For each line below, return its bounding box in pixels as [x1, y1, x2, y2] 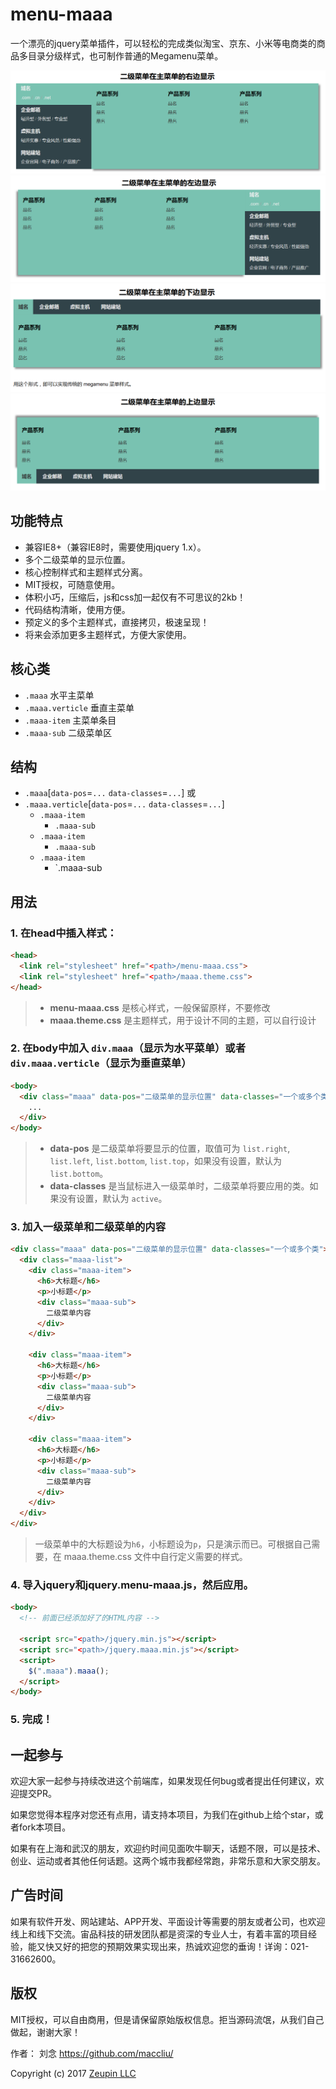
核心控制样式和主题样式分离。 [24, 566, 148, 578]
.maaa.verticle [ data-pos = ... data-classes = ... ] [24, 798, 225, 810]
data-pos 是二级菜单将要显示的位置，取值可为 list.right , [49, 1143, 291, 1155]
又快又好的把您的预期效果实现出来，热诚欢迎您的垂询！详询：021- [36, 1940, 310, 1952]
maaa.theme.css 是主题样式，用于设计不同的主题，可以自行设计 [49, 1014, 317, 1026]
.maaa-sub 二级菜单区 [24, 726, 113, 738]
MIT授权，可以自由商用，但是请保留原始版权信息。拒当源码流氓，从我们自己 [10, 2013, 325, 2025]
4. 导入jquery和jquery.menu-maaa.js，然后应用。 [10, 1578, 254, 1592]
